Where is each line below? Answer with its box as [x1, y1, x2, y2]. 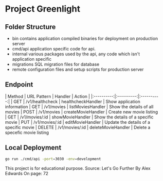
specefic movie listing [5, 130, 49, 135]
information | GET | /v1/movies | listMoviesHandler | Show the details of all [5, 103, 154, 110]
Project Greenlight [5, 3, 80, 15]
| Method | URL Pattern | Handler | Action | [5, 93, 90, 99]
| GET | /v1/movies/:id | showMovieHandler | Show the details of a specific [5, 114, 154, 120]
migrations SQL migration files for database [12, 62, 100, 67]
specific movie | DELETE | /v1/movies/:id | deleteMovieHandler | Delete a [5, 124, 151, 130]
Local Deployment [5, 144, 62, 152]
